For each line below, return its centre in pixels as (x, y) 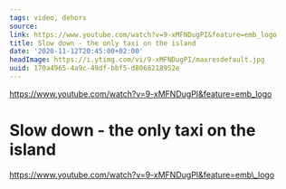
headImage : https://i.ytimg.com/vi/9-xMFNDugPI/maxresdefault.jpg (137, 60)
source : (24, 26)
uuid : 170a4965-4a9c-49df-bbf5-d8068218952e (95, 69)
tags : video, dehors (48, 18)
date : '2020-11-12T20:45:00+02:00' (76, 52)
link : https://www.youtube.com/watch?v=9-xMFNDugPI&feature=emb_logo (143, 34)
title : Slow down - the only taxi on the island (103, 43)
